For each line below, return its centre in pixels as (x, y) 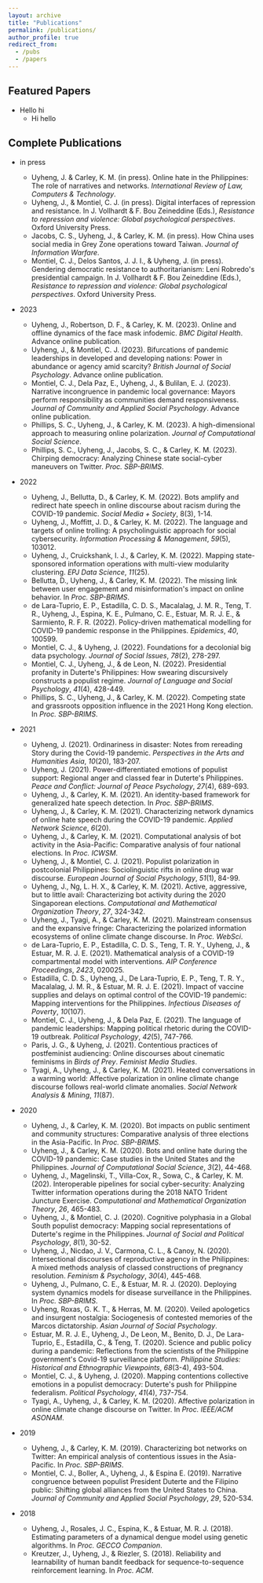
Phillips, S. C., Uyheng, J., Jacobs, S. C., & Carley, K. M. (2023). (134, 449)
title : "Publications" (45, 23)
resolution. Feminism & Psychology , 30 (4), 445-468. (116, 1275)
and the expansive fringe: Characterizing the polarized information (139, 928)
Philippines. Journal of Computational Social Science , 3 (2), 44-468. (142, 1167)
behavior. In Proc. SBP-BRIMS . (80, 597)
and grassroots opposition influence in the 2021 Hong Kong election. (142, 705)
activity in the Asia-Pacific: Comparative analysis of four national (136, 845)
